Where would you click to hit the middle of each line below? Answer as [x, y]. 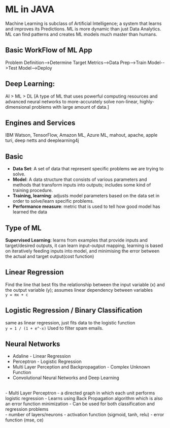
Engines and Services [40, 123]
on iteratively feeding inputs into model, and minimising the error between [82, 251]
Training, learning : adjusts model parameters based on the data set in [86, 196]
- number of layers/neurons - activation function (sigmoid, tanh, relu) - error [85, 415]
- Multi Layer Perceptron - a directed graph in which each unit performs [80, 393]
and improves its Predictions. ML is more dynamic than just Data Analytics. [83, 28]
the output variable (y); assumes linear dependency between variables [79, 290]
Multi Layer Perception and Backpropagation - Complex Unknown [81, 367]
